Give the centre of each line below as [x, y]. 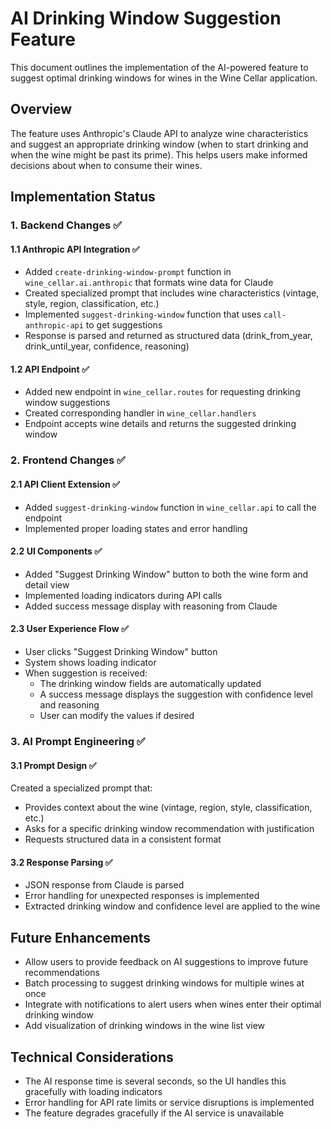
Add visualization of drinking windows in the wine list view [145, 1026]
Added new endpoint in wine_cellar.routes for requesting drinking [162, 392]
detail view [47, 584]
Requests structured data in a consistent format [123, 839]
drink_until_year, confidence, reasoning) [107, 346]
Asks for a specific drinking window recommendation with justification [169, 829]
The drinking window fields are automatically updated [150, 683]
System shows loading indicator [90, 662]
